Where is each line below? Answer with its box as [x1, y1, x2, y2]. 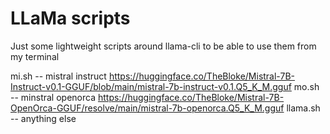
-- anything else [10, 112, 77, 124]
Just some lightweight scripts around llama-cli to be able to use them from [10, 40, 317, 52]
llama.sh [286, 102, 321, 114]
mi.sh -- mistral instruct [10, 70, 107, 82]
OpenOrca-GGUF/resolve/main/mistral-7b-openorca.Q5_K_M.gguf [10, 102, 285, 114]
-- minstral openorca [10, 91, 97, 103]
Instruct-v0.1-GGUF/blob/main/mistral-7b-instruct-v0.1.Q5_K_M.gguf [10, 80, 292, 92]
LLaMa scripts [10, 7, 131, 30]
